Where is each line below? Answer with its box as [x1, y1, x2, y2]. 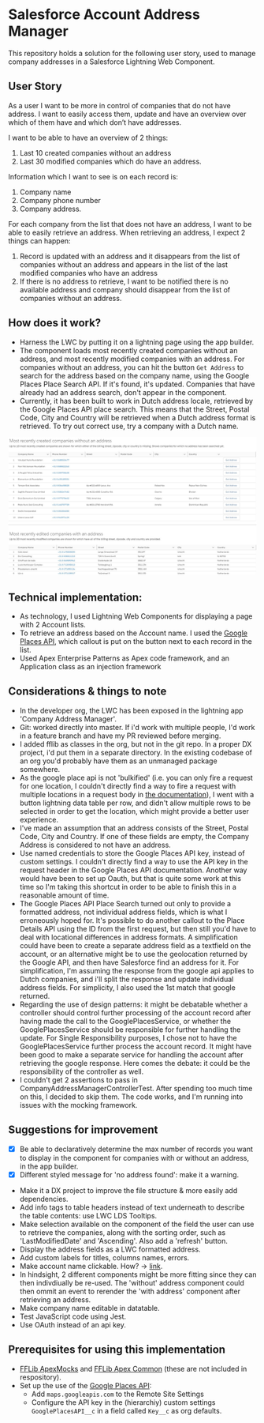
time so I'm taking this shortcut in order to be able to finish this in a [19, 882, 236, 891]
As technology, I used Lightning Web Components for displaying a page [19, 611, 253, 621]
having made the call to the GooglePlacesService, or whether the [19, 1016, 231, 1026]
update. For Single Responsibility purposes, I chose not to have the [19, 1033, 238, 1042]
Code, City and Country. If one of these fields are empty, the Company [19, 831, 250, 841]
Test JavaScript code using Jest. [19, 1312, 127, 1321]
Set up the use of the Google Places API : [19, 1380, 152, 1390]
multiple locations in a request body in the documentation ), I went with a [19, 789, 255, 799]
